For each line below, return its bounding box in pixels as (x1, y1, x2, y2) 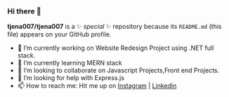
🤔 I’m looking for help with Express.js (17, 74, 125, 82)
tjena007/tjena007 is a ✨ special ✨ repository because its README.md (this (7, 22, 222, 31)
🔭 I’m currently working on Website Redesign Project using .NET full (17, 44, 214, 52)
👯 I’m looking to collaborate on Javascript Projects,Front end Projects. (17, 66, 220, 75)
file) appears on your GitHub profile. (7, 30, 112, 39)
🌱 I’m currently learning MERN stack (17, 59, 122, 67)
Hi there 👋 (7, 6, 42, 16)
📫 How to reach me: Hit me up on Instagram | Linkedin (17, 82, 177, 90)
